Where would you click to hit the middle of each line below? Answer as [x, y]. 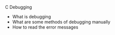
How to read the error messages [45, 27]
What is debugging [31, 17]
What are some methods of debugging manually [61, 22]
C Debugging [19, 7]
